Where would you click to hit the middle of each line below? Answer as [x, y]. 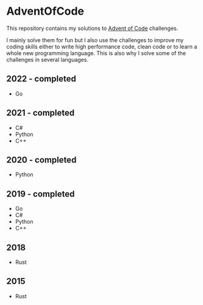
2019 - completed [41, 194]
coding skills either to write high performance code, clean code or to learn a [102, 47]
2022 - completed [41, 79]
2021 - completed [41, 113]
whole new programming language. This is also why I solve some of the [96, 53]
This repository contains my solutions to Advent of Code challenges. [92, 28]
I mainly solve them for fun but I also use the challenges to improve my [95, 40]
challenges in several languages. [47, 59]
